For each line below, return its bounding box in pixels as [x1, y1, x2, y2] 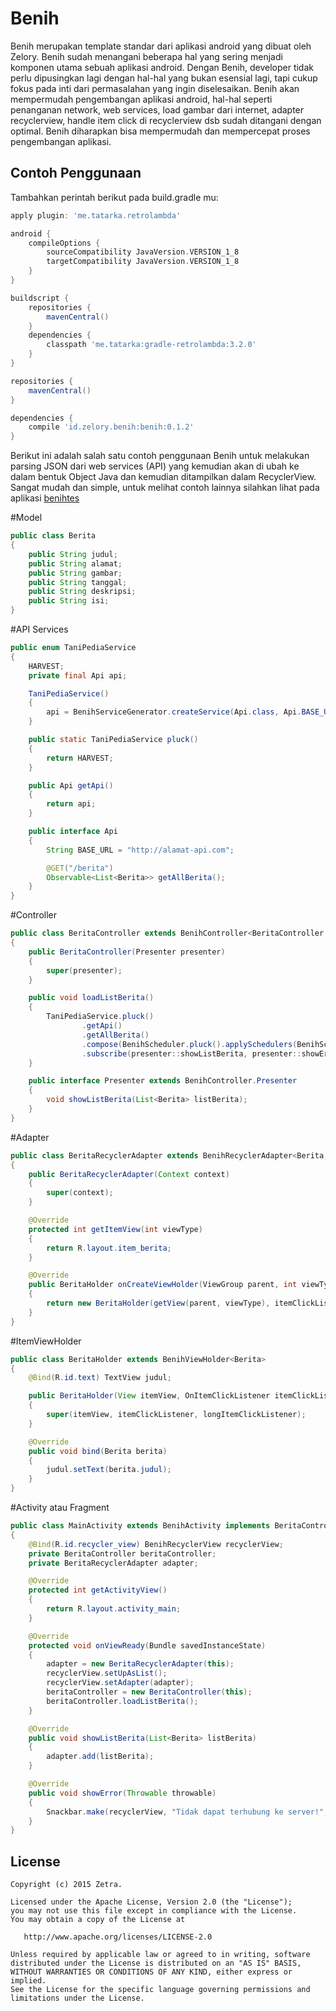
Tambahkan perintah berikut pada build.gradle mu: [10, 191, 219, 203]
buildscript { [10, 293, 70, 303]
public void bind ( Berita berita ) [28, 1446, 168, 1456]
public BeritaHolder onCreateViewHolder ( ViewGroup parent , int [28, 1280, 298, 1290]
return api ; [46, 799, 97, 809]
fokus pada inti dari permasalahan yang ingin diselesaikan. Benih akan [10, 82, 300, 94]
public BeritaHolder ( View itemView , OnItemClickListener [28, 1391, 271, 1401]
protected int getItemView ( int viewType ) [28, 1224, 203, 1234]
